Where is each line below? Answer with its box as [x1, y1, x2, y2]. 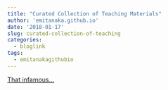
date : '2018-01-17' [7, 23, 65, 30]
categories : [7, 37, 42, 44]
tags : [7, 50, 23, 57]
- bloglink [13, 43, 46, 50]
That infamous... [7, 75, 55, 84]
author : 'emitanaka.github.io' [7, 17, 99, 24]
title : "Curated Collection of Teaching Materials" [7, 10, 162, 18]
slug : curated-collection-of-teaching [7, 30, 121, 37]
